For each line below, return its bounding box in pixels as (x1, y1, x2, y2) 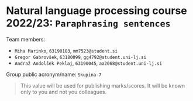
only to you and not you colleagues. (20, 88, 107, 95)
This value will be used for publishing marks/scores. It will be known (20, 82, 185, 89)
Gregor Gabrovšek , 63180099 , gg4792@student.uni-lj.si (14, 53, 147, 60)
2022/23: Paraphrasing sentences (6, 16, 171, 30)
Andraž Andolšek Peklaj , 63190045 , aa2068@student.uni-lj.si (14, 60, 163, 67)
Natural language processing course (6, 4, 187, 18)
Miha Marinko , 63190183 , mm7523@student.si (14, 47, 118, 54)
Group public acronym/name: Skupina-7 (6, 71, 102, 78)
